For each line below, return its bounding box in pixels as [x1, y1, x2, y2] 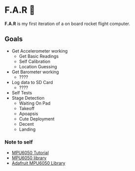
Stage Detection [11, 95, 45, 101]
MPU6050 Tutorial [11, 150, 49, 156]
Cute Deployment [19, 115, 55, 122]
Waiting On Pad [19, 100, 51, 106]
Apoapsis [19, 111, 38, 116]
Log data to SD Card [11, 79, 54, 85]
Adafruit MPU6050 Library [11, 160, 66, 166]
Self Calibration [19, 58, 51, 64]
